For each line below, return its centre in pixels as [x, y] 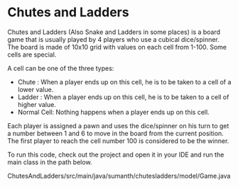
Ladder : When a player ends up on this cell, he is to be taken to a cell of [123, 97]
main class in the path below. [50, 162]
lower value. [36, 89]
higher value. [37, 104]
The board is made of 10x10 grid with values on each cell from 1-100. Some [117, 47]
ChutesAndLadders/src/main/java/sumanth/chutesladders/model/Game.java [119, 176]
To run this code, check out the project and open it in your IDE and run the [116, 154]
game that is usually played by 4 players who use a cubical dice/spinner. [114, 39]
